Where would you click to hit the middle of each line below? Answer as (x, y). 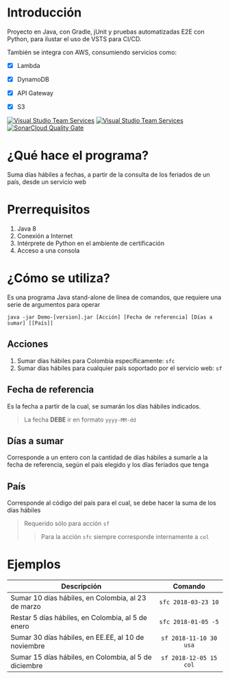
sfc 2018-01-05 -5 (189, 622)
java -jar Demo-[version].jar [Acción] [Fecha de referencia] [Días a (110, 317)
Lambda (28, 65)
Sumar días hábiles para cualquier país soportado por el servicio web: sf (119, 368)
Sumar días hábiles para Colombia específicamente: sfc (96, 360)
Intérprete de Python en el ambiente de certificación (91, 243)
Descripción (81, 586)
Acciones (28, 344)
